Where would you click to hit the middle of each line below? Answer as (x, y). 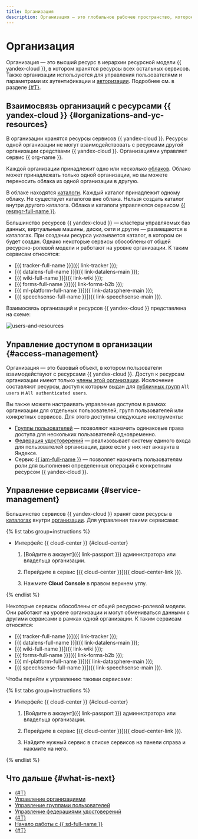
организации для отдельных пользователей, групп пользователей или (95, 410)
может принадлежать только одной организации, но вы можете (87, 175)
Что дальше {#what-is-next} (61, 779)
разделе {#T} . (24, 87)
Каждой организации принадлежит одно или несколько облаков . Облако (98, 169)
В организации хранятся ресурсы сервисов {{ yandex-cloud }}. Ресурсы (97, 138)
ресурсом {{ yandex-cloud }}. (51, 472)
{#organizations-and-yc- (116, 115)
